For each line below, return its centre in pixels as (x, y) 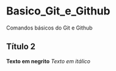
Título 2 (21, 47)
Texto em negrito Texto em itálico (48, 61)
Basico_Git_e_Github (58, 11)
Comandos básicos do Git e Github (50, 28)
